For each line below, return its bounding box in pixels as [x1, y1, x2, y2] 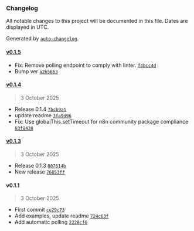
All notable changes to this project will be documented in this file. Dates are [6, 18, 189, 25]
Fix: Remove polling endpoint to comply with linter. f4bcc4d [14, 62, 156, 69]
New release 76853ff [14, 168, 66, 175]
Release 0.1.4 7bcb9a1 [14, 106, 66, 113]
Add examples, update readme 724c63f [14, 212, 109, 219]
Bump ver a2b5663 [14, 67, 59, 74]
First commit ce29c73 [14, 206, 65, 213]
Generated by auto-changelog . [6, 35, 79, 42]
